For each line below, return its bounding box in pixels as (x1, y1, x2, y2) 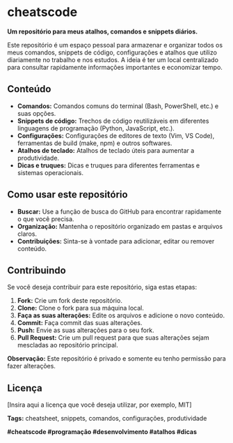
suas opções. (17, 109, 56, 117)
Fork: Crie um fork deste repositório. (17, 296, 123, 305)
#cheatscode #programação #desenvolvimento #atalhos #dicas (7, 428, 197, 436)
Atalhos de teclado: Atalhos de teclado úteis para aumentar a (17, 146, 195, 154)
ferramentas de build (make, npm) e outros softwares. (17, 139, 172, 147)
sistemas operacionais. (17, 168, 84, 177)
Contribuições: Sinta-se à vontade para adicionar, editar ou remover (17, 236, 215, 245)
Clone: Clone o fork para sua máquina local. (17, 304, 144, 313)
